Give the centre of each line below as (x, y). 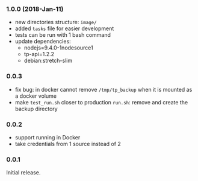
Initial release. (23, 173)
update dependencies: (43, 42)
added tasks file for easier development (64, 28)
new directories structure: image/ (56, 22)
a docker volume (36, 96)
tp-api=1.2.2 (39, 54)
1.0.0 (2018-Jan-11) (35, 9)
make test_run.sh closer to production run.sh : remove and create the (101, 102)
